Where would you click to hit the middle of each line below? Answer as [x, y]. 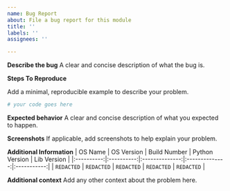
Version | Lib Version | [39, 159]
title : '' [21, 26]
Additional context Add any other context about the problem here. [102, 180]
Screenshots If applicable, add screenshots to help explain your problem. [112, 138]
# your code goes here [40, 104]
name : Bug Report [32, 13]
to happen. [23, 125]
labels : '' [23, 33]
